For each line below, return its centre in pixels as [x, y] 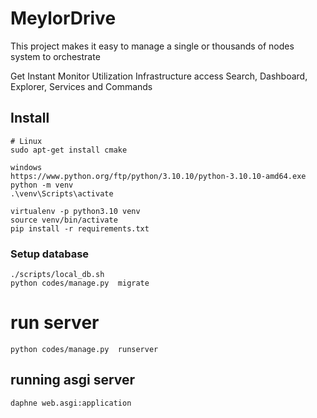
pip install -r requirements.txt [80, 228]
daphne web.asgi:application [71, 403]
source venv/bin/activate [64, 220]
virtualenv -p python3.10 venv [75, 211]
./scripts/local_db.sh [57, 275]
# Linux [26, 141]
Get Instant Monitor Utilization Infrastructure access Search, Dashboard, [159, 76]
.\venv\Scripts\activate [62, 193]
